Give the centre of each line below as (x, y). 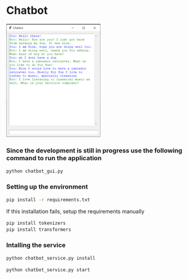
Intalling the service (36, 245)
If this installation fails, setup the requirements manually (75, 212)
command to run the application (54, 158)
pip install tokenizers (36, 224)
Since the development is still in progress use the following (94, 150)
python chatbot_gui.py (35, 171)
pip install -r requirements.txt (48, 200)
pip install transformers (39, 230)
